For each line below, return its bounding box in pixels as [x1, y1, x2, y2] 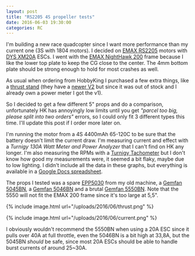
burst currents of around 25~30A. [6, 244, 87, 251]
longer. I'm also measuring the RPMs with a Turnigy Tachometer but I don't [6, 150, 186, 157]
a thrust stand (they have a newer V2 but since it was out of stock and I [6, 83, 177, 91]
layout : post [6, 8, 38, 15]
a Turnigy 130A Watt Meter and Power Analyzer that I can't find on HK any [6, 143, 185, 150]
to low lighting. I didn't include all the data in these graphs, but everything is [6, 162, 188, 169]
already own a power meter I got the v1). [6, 89, 103, 96]
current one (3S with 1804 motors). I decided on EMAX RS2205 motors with [6, 47, 188, 54]
